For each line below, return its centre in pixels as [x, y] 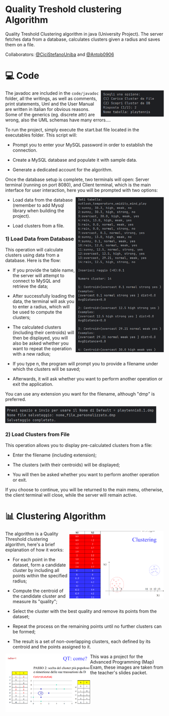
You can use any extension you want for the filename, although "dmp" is [80, 394]
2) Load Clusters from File [37, 434]
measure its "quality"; [35, 601]
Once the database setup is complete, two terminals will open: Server [77, 179]
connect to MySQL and [36, 281]
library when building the [38, 211]
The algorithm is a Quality [32, 534]
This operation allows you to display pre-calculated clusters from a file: [79, 445]
